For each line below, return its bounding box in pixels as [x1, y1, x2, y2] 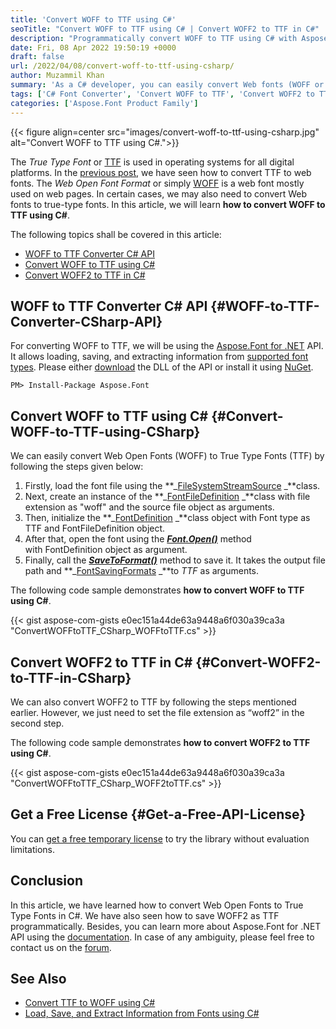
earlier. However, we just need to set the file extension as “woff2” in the [10, 706, 305, 718]
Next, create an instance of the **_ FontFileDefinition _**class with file [24, 491, 311, 503]
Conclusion [10, 872, 84, 890]
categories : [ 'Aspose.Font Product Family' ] [10, 98, 199, 108]
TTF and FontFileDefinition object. [24, 522, 166, 535]
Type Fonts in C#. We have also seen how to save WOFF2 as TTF [10, 909, 280, 921]
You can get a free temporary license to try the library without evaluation [10, 832, 310, 845]
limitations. [10, 843, 56, 855]
